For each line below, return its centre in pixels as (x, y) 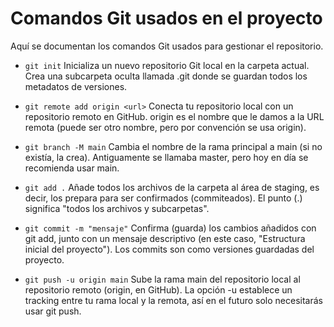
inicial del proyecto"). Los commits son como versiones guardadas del (169, 249)
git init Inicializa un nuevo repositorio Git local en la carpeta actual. (167, 65)
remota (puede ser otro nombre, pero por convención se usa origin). (165, 127)
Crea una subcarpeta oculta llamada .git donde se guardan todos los (166, 76)
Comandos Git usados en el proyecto (166, 18)
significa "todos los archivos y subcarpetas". (117, 208)
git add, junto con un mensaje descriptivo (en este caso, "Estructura (165, 238)
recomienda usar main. (72, 168)
